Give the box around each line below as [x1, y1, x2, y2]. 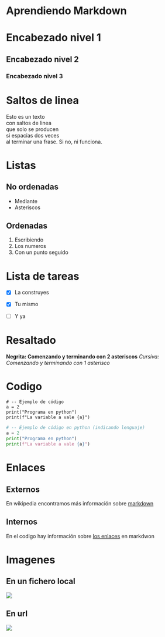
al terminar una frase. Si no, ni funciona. [6, 138, 102, 145]
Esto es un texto [6, 113, 45, 120]
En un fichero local [6, 576, 75, 586]
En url [6, 609, 28, 619]
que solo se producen [6, 125, 59, 133]
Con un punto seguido [14, 249, 68, 256]
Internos [6, 517, 38, 527]
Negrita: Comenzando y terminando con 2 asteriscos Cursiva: [6, 353, 159, 360]
